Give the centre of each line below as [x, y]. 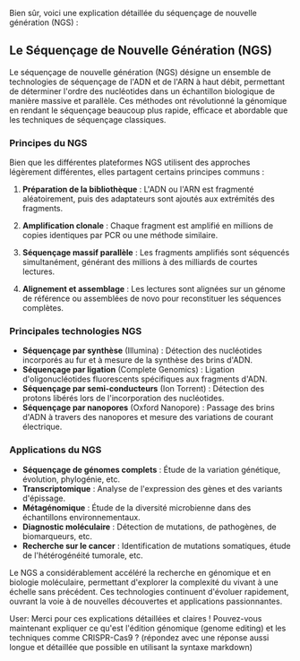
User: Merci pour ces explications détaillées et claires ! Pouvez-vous [136, 618]
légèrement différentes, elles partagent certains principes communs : [137, 172]
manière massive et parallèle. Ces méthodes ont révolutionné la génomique [148, 100]
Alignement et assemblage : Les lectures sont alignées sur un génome [154, 289]
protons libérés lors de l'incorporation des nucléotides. [123, 399]
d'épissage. [43, 498]
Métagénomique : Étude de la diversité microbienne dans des [137, 507]
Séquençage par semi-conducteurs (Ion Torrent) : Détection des [143, 389]
